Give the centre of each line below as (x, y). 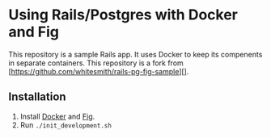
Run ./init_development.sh (66, 125)
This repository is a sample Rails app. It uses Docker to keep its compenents (135, 54)
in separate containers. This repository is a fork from (96, 63)
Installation (37, 97)
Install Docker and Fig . (57, 116)
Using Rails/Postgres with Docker (123, 15)
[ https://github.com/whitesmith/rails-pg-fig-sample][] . (99, 71)
